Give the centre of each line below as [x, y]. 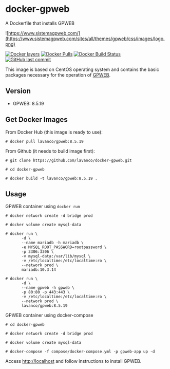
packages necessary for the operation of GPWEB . [58, 75]
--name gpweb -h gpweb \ [48, 288]
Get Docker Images [36, 119]
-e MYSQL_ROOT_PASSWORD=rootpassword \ [64, 247]
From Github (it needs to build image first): [50, 151]
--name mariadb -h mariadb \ [52, 243]
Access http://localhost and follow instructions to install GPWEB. [73, 361]
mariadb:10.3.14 [39, 270]
